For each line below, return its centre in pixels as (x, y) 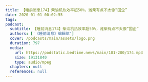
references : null (28, 72)
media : (17, 48)
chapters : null (26, 67)
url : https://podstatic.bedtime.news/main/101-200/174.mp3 (79, 52)
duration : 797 (25, 43)
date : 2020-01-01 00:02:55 (34, 15)
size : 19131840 (31, 57)
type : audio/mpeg (33, 62)
